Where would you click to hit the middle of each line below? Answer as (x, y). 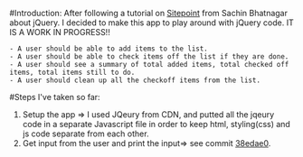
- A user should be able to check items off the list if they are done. (149, 57)
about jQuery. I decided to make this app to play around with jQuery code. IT (151, 23)
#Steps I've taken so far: (55, 97)
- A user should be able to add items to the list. (109, 49)
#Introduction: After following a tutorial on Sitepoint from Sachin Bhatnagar (148, 13)
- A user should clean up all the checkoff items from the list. (135, 80)
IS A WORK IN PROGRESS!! (60, 32)
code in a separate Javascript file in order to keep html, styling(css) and (156, 124)
